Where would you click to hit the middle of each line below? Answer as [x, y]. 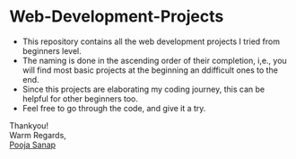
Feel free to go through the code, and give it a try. [114, 108]
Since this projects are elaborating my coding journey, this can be [144, 89]
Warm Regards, [38, 135]
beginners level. [52, 50]
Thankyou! [29, 125]
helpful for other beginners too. [80, 98]
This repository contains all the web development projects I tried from [151, 41]
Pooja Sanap [33, 145]
